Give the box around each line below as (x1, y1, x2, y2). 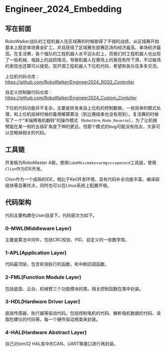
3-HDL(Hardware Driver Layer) (5, 298, 81, 305)
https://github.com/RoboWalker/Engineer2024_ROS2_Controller (5, 79, 135, 85)
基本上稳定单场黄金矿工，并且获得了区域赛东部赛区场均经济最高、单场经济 (5, 44, 157, 50)
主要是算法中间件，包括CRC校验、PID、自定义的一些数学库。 (5, 236, 130, 242)
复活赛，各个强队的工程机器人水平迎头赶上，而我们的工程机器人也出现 (18, 51, 161, 56)
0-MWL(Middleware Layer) (5, 225, 72, 232)
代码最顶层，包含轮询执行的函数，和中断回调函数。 (5, 261, 109, 267)
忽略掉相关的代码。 (9, 130, 48, 135)
